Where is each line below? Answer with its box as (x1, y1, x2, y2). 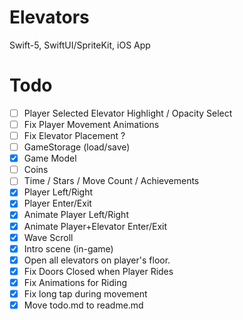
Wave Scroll (23, 231, 74, 243)
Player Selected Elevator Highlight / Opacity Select (23, 107, 233, 119)
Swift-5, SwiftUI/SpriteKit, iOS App (9, 39, 151, 51)
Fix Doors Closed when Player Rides (23, 265, 174, 277)
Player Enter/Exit (23, 197, 92, 210)
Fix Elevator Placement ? (23, 130, 126, 141)
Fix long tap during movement (23, 287, 148, 300)
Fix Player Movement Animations (23, 118, 160, 130)
